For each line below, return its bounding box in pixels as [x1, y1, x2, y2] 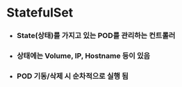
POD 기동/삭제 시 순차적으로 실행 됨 [16, 71, 129, 81]
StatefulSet [6, 5, 74, 21]
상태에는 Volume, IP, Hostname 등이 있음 [16, 51, 151, 61]
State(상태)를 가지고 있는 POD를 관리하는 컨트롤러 [16, 31, 176, 41]
